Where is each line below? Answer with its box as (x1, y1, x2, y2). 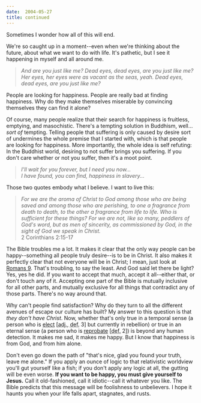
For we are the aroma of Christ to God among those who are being (20, 195, 187, 202)
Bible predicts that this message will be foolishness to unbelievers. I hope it (6, 383, 192, 390)
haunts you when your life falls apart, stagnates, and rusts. (6, 390, 151, 397)
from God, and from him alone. (6, 340, 82, 347)
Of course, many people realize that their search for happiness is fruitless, (6, 115, 190, 123)
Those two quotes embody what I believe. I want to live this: (6, 184, 155, 191)
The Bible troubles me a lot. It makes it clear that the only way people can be (6, 245, 196, 252)
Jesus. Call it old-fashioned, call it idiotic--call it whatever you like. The (6, 377, 183, 384)
